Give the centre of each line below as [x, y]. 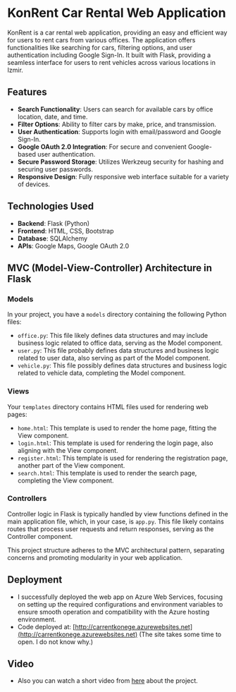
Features [27, 92]
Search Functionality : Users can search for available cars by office [115, 109]
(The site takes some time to [180, 634]
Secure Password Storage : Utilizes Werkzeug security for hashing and [120, 162]
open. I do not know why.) [55, 642]
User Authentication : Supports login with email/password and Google [119, 131]
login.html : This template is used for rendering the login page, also [115, 443]
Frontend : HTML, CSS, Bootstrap [66, 231]
